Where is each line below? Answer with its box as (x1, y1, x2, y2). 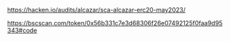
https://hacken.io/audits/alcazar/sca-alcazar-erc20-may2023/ (7, 6, 186, 14)
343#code (7, 27, 38, 34)
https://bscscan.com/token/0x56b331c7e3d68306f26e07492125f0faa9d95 (7, 19, 223, 27)
